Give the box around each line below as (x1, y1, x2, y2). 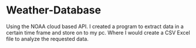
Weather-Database (6, 4, 102, 17)
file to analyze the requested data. (6, 35, 89, 42)
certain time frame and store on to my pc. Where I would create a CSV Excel (6, 29, 191, 36)
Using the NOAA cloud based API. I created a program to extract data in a (6, 23, 184, 30)
